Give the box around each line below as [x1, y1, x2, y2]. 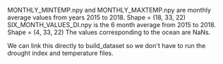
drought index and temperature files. [7, 49, 114, 57]
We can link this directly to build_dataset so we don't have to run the [7, 42, 206, 49]
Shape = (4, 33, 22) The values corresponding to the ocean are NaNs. [7, 28, 211, 36]
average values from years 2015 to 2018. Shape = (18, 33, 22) [7, 13, 186, 22]
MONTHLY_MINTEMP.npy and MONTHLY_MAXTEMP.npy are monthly [7, 6, 212, 14]
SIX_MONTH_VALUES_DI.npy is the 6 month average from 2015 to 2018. [7, 21, 217, 29]
